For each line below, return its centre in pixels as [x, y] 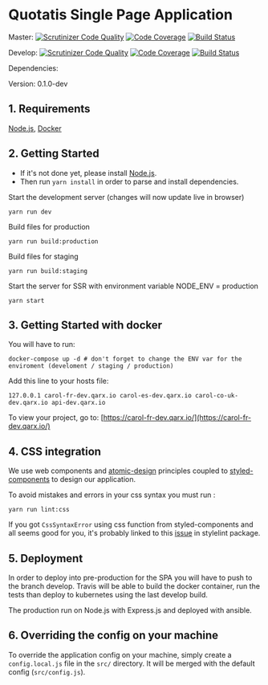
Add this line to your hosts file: [59, 381]
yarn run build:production [53, 241]
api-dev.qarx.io [78, 403]
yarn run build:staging [48, 271]
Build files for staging [43, 256]
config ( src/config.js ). [47, 671]
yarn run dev [30, 212]
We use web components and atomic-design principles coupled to [118, 471]
